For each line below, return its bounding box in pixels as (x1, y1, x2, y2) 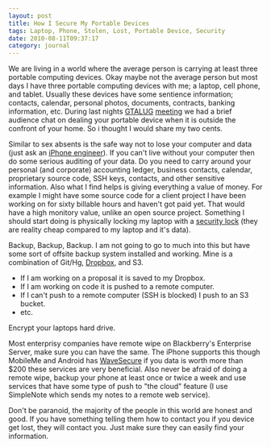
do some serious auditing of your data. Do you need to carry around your (8, 156, 252, 166)
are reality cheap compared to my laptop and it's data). (8, 225, 191, 234)
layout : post (8, 11, 52, 20)
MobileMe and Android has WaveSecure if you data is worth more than (8, 356, 244, 366)
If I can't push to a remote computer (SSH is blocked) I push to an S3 (19, 291, 249, 300)
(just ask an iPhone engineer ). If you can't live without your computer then (8, 148, 256, 158)
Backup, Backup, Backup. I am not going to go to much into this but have (8, 241, 250, 250)
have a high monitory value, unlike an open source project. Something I (8, 208, 244, 217)
